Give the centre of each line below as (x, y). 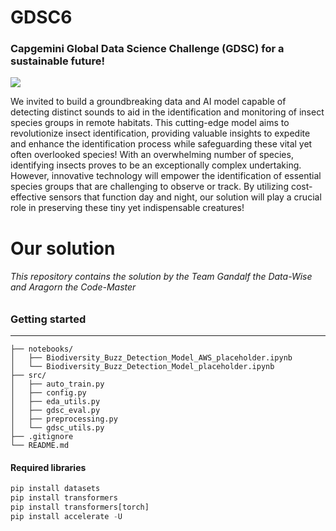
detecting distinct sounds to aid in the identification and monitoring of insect (167, 112)
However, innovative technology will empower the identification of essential (166, 176)
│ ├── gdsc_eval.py (55, 411)
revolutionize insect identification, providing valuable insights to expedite (160, 133)
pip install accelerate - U (66, 517)
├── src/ (28, 376)
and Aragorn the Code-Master (73, 287)
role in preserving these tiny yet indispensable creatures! (127, 208)
